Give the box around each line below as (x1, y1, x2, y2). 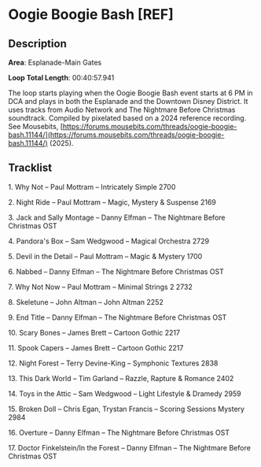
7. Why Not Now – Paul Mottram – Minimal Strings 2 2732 (8, 282, 193, 291)
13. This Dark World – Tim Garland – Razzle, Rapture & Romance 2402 (8, 373, 234, 383)
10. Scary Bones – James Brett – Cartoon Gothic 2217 (8, 328, 181, 337)
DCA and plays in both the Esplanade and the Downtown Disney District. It (8, 97, 248, 106)
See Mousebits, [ (8, 122, 63, 131)
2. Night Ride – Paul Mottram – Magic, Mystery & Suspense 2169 (8, 197, 216, 206)
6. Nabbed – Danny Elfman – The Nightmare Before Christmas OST (8, 266, 224, 276)
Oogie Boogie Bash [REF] (8, 6, 175, 24)
